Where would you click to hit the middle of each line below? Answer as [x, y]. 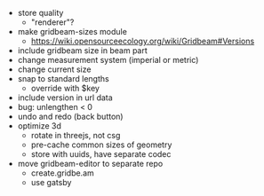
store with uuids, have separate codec [101, 154]
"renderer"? [52, 22]
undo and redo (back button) [70, 116]
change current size [54, 69]
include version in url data [65, 98]
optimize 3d [40, 126]
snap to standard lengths [63, 78]
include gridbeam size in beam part [83, 51]
